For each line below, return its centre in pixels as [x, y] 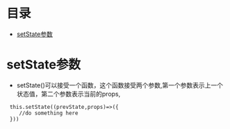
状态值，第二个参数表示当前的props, [68, 94]
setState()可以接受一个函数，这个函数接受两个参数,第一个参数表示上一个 [120, 85]
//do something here [49, 113]
